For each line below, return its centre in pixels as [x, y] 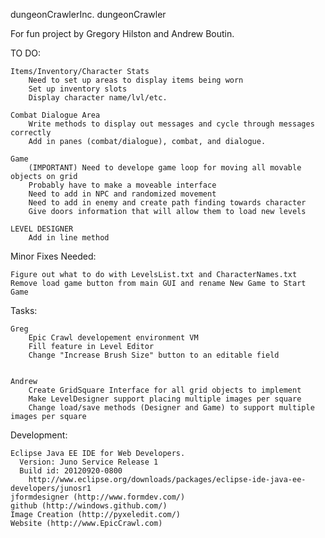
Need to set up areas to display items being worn [136, 80]
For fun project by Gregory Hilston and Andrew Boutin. [122, 33]
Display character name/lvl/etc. [98, 98]
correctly [31, 133]
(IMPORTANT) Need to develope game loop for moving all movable [165, 168]
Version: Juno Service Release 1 [89, 462]
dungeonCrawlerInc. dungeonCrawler [88, 14]
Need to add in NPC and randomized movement [122, 194]
